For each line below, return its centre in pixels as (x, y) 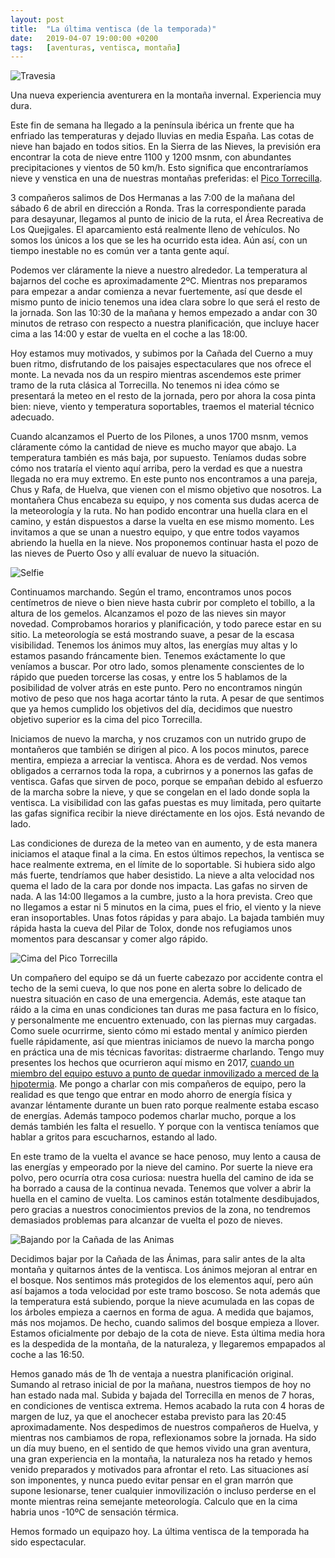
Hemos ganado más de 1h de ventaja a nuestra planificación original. (152, 1374)
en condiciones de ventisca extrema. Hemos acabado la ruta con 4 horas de (167, 1406)
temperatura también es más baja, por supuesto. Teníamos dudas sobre (158, 458)
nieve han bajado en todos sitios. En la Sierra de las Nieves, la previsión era (166, 147)
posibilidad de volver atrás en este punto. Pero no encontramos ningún (156, 688)
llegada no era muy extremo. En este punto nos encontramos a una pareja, (164, 479)
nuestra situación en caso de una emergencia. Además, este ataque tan (158, 999)
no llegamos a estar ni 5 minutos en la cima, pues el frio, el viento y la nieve (166, 907)
